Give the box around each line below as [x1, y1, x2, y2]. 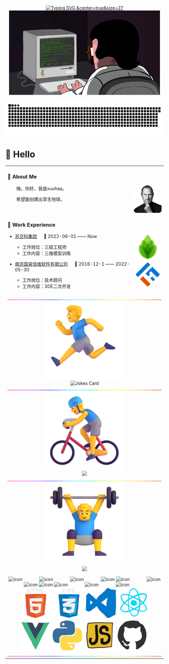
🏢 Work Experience [7, 221, 56, 228]
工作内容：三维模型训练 [22, 250, 71, 256]
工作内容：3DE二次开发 [22, 283, 71, 289]
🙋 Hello [5, 149, 35, 160]
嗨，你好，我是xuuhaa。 [16, 185, 67, 191]
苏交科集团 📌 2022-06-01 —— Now [15, 234, 97, 240]
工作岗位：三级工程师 [22, 244, 67, 250]
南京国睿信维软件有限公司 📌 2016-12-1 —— [15, 261, 115, 267]
